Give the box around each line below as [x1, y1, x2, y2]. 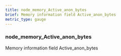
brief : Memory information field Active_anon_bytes [5, 12, 116, 17]
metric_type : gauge [5, 17, 46, 22]
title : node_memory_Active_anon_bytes [5, 7, 87, 13]
